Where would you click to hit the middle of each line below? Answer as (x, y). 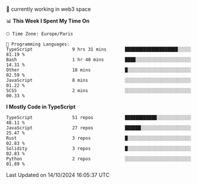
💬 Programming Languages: (38, 44)
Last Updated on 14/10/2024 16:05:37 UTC (58, 175)
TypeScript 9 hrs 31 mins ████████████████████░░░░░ (99, 50)
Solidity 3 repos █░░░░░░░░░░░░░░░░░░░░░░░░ (99, 149)
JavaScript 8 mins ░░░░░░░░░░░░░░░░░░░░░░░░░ (99, 80)
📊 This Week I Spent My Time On (48, 21)
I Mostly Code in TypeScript (41, 107)
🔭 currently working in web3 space (49, 9)
